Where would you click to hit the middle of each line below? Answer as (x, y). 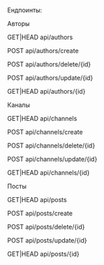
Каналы (18, 105)
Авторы (18, 23)
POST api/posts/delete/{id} (46, 227)
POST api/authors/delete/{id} (49, 64)
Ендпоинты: (25, 10)
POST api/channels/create (45, 132)
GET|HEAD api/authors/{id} (46, 91)
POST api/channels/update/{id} (52, 159)
